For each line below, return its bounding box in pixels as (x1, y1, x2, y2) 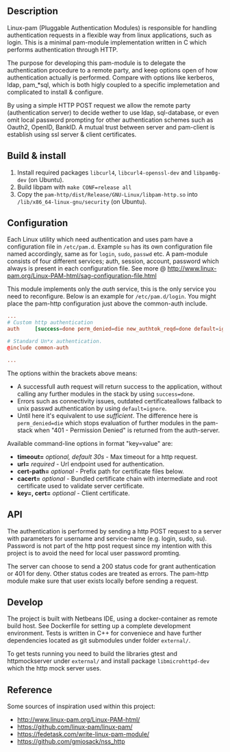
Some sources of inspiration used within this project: (7, 702, 155, 711)
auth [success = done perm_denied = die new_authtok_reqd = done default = (7, 325, 219, 333)
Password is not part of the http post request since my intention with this (7, 541, 212, 550)
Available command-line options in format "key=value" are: (7, 439, 173, 447)
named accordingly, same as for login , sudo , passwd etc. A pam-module (7, 250, 208, 258)
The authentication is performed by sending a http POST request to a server (7, 527, 222, 535)
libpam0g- (192, 169, 221, 177)
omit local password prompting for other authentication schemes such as (7, 116, 214, 124)
